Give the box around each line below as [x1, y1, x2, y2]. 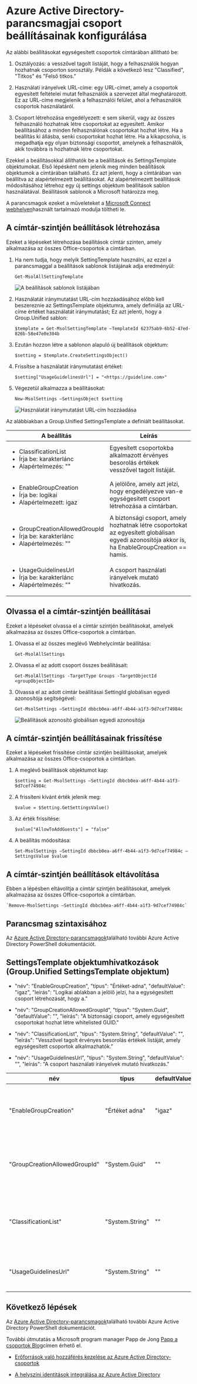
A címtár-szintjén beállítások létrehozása [6, 223, 160, 233]
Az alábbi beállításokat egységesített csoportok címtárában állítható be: [6, 48, 179, 55]
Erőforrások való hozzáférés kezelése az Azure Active [14, 1353, 145, 1360]
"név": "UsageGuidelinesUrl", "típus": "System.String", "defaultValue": [14, 1054, 184, 1061]
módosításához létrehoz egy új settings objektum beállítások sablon [6, 181, 170, 189]
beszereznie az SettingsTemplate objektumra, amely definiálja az [14, 301, 172, 308]
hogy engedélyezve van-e [109, 487, 183, 495]
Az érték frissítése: [14, 815, 60, 822]
